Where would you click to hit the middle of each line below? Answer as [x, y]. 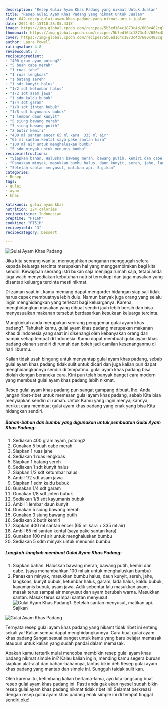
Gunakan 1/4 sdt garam [37, 488]
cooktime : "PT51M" [25, 223]
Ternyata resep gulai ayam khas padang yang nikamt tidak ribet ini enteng [82, 627]
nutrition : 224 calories [31, 209]
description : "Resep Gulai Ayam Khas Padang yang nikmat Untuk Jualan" [82, 10]
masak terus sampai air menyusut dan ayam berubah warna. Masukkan [86, 592]
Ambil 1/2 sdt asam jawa [38, 477]
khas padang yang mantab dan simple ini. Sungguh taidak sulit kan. [75, 669]
